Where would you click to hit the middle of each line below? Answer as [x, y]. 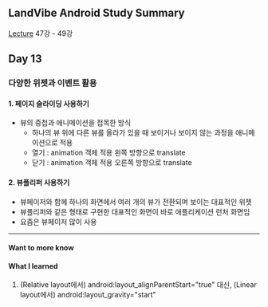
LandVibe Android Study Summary [97, 13]
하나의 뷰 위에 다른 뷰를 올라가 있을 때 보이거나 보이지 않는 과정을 [132, 133]
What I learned [33, 266]
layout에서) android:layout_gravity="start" [88, 295]
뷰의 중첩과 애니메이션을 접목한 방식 [75, 123]
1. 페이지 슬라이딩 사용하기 [49, 104]
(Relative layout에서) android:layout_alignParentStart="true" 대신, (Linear [138, 285]
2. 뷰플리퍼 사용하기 [39, 182]
